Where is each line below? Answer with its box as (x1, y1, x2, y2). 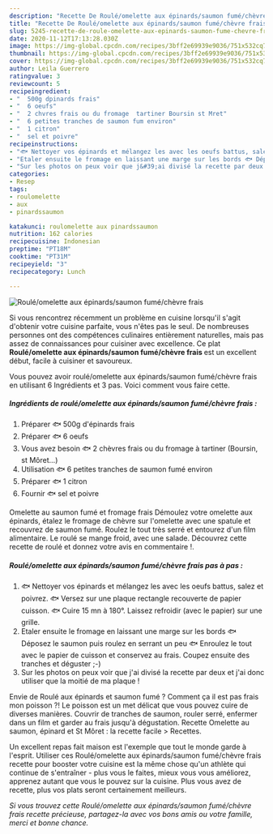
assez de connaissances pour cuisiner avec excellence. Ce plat (9, 338, 221, 349)
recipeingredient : (9, 87, 71, 96)
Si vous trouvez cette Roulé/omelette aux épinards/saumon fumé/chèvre (9, 801, 252, 810)
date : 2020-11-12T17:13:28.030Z (9, 34, 118, 43)
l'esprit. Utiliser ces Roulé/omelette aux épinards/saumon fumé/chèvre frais (9, 751, 262, 760)
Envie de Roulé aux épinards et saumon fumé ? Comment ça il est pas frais (9, 692, 259, 702)
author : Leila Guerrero (9, 65, 90, 73)
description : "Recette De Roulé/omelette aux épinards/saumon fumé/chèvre (9, 11, 267, 20)
